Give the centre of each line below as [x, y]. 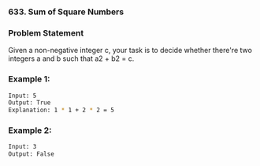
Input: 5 [22, 96]
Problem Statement [46, 32]
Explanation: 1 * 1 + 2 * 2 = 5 [61, 110]
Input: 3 [22, 147]
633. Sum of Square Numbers [66, 12]
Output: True [30, 103]
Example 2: [30, 130]
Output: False [32, 154]
